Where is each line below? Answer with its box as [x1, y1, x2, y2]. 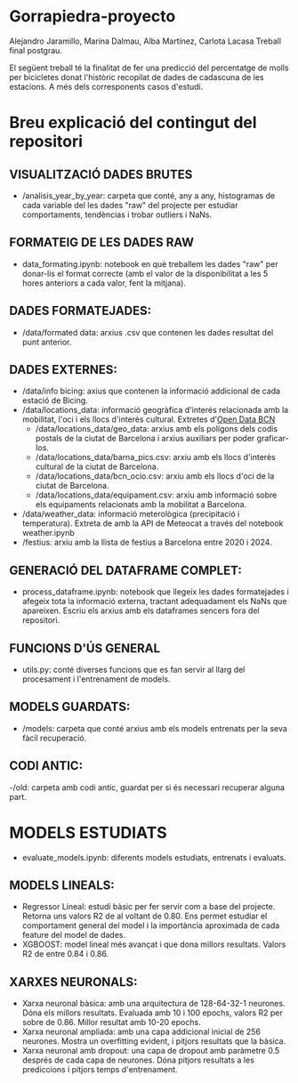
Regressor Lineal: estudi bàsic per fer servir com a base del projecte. [21, 901, 276, 912]
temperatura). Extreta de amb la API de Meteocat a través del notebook [21, 518, 284, 529]
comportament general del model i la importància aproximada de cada [21, 920, 280, 931]
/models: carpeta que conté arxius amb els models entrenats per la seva [21, 723, 287, 733]
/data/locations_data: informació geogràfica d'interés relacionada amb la [21, 405, 289, 416]
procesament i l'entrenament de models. [21, 674, 171, 684]
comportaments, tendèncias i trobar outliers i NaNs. [21, 209, 213, 220]
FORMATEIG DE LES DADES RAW [9, 235, 194, 250]
